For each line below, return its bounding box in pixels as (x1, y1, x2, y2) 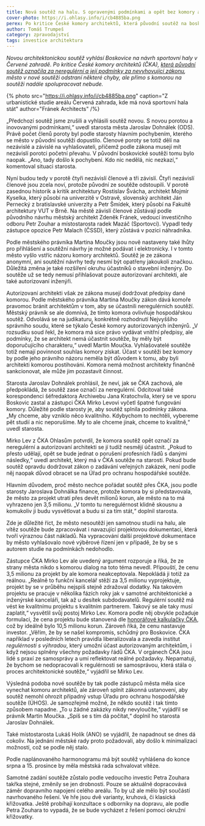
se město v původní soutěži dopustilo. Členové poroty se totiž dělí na (6, 137, 180, 144)
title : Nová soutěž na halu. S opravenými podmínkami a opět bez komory (6, 9, 195, 15)
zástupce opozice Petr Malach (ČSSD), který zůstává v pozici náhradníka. (6, 227, 192, 233)
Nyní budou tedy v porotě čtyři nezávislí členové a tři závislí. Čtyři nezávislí (6, 175, 195, 181)
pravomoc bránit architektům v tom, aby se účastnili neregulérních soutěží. (6, 303, 194, 309)
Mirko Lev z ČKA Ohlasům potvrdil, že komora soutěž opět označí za (6, 437, 179, 444)
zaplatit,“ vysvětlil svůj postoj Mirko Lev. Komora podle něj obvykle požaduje (6, 609, 199, 616)
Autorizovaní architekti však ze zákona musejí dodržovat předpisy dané (6, 289, 185, 297)
